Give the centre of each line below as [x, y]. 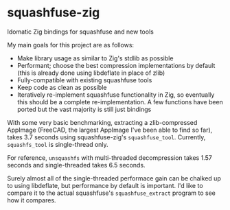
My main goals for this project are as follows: [71, 45]
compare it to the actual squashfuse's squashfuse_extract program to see [112, 193]
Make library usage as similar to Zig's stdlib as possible [95, 58]
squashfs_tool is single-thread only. [58, 144]
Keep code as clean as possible [62, 87]
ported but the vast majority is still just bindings [84, 109]
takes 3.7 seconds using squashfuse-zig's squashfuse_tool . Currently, [106, 137]
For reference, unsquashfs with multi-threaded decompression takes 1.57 [110, 157]
